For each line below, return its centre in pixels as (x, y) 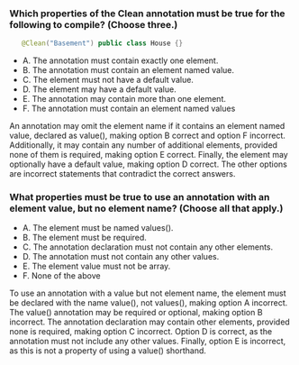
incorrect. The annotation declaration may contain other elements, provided (149, 322)
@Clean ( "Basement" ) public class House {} (102, 43)
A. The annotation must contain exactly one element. (120, 60)
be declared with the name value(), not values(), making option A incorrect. (149, 303)
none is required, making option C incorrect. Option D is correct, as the (141, 332)
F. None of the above (61, 276)
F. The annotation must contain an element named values (129, 109)
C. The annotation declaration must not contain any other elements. (148, 247)
